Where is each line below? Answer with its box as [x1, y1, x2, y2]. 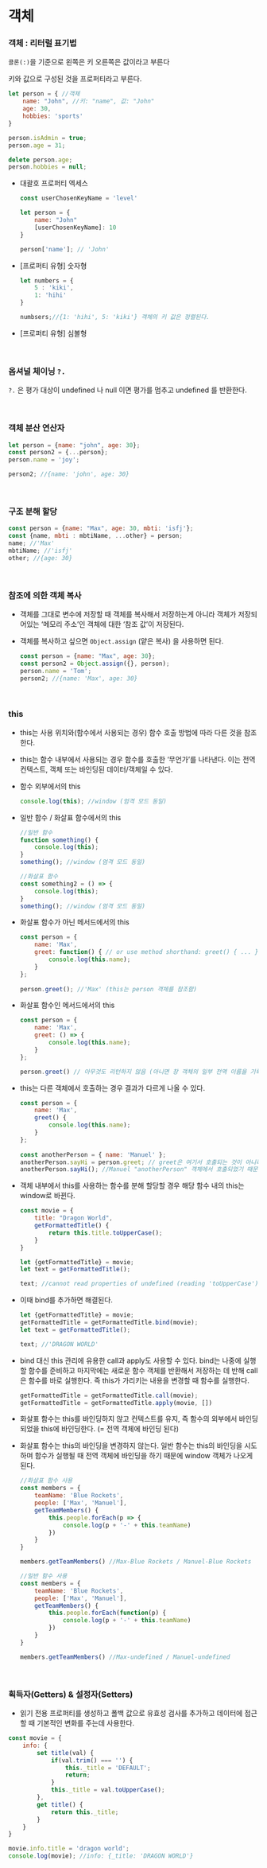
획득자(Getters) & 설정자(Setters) [8, 1688, 133, 1699]
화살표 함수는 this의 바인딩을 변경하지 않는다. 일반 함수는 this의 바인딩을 [19, 1441, 243, 1450]
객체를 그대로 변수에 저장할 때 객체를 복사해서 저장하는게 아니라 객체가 [19, 609, 237, 619]
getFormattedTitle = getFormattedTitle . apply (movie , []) [19, 1399, 213, 1407]
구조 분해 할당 [8, 506, 58, 517]
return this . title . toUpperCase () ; [48, 1228, 163, 1237]
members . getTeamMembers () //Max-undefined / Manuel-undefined [19, 1652, 230, 1661]
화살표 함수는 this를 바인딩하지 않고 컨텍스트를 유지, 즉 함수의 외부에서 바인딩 [19, 1414, 259, 1424]
